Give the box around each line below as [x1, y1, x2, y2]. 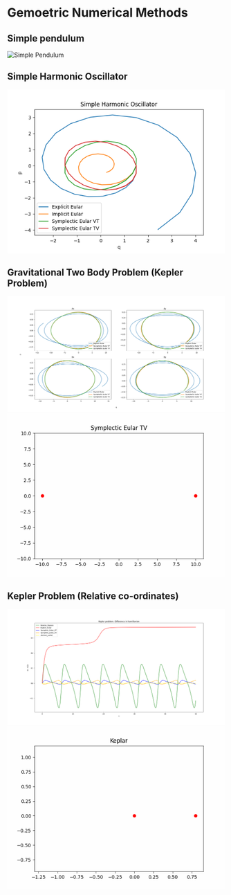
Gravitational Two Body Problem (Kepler [7, 266, 184, 278]
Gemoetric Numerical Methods [7, 5, 188, 21]
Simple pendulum [7, 33, 85, 44]
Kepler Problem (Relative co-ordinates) [7, 590, 179, 602]
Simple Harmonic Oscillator [7, 71, 128, 82]
